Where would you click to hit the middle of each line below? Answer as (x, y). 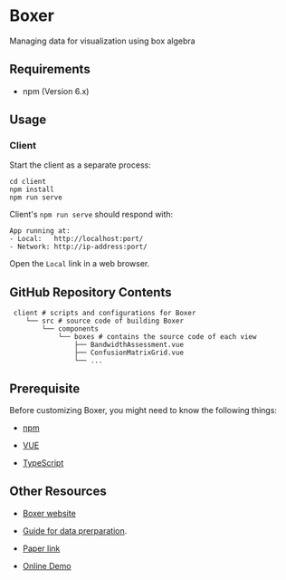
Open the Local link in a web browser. (80, 264)
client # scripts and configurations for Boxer (105, 314)
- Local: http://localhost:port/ (76, 239)
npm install (32, 190)
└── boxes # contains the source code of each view (157, 337)
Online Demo (47, 565)
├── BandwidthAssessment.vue (129, 345)
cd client (28, 182)
